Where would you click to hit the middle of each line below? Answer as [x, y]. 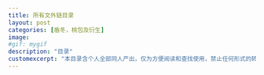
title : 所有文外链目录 [41, 15]
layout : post [29, 23]
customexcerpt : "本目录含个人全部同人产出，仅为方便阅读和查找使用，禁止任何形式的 [130, 59]
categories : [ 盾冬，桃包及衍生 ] [56, 30]
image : [19, 37]
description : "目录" [40, 52]
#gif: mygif [27, 45]
